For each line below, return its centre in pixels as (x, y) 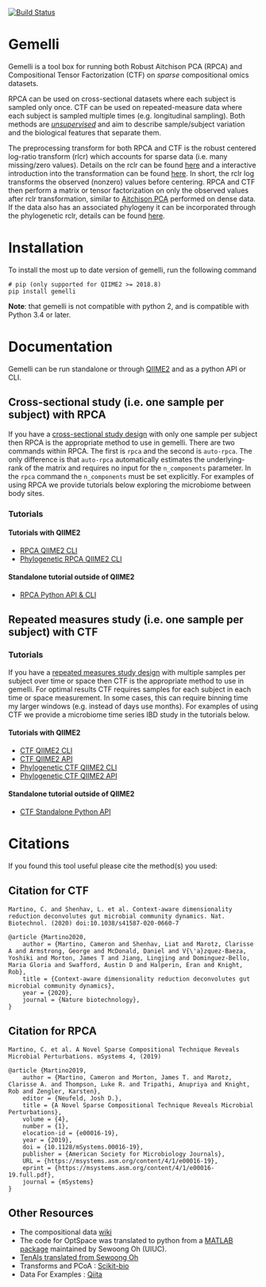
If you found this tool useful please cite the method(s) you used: (113, 866)
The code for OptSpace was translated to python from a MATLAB (126, 1241)
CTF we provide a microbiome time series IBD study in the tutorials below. (129, 714)
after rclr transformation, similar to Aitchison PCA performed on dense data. (132, 198)
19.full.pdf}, (32, 1175)
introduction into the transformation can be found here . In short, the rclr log (131, 173)
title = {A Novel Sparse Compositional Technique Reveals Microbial (138, 1105)
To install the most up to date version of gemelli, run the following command (132, 270)
